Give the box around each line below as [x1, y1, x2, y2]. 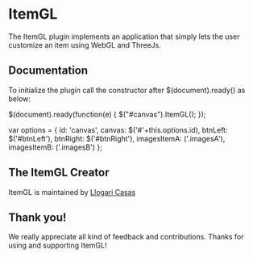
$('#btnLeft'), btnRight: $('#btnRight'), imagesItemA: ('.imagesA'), [8, 133, 226, 143]
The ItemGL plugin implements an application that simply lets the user [8, 32, 240, 41]
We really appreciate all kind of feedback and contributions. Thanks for [8, 232, 244, 242]
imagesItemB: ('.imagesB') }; [8, 142, 103, 152]
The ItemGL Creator [8, 166, 110, 180]
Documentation [8, 64, 89, 78]
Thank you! [8, 210, 67, 224]
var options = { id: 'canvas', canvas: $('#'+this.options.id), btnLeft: [8, 125, 228, 134]
